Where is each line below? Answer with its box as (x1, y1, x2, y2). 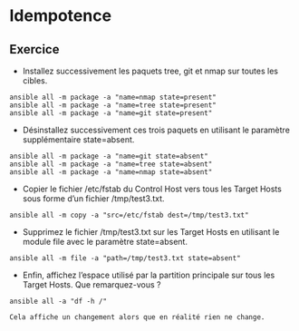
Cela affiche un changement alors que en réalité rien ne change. (9, 313, 265, 322)
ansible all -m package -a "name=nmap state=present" (9, 92, 217, 102)
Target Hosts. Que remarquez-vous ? (22, 279, 161, 290)
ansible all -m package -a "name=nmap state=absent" (9, 168, 213, 177)
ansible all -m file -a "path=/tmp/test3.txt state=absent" (9, 254, 242, 263)
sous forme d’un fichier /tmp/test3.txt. (22, 193, 165, 204)
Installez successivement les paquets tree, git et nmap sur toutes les (22, 65, 279, 76)
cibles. (22, 75, 48, 86)
